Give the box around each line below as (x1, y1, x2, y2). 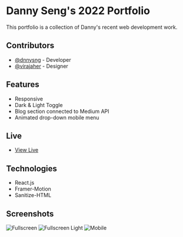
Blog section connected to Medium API (14, 108, 109, 115)
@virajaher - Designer (14, 62, 69, 69)
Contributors (6, 41, 55, 51)
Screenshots (6, 209, 54, 219)
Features (6, 79, 39, 89)
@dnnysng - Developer (14, 56, 72, 63)
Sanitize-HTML (14, 192, 52, 199)
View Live (14, 146, 39, 153)
